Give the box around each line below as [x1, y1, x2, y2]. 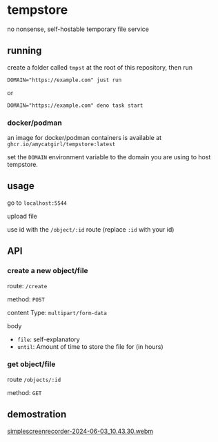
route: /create [7, 281, 48, 290]
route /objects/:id [7, 375, 61, 383]
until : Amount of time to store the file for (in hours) [17, 342, 163, 350]
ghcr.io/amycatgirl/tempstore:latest [7, 141, 116, 148]
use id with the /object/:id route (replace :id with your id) [7, 225, 175, 233]
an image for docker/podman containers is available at [7, 134, 162, 142]
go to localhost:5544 [7, 199, 67, 207]
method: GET [7, 388, 42, 396]
